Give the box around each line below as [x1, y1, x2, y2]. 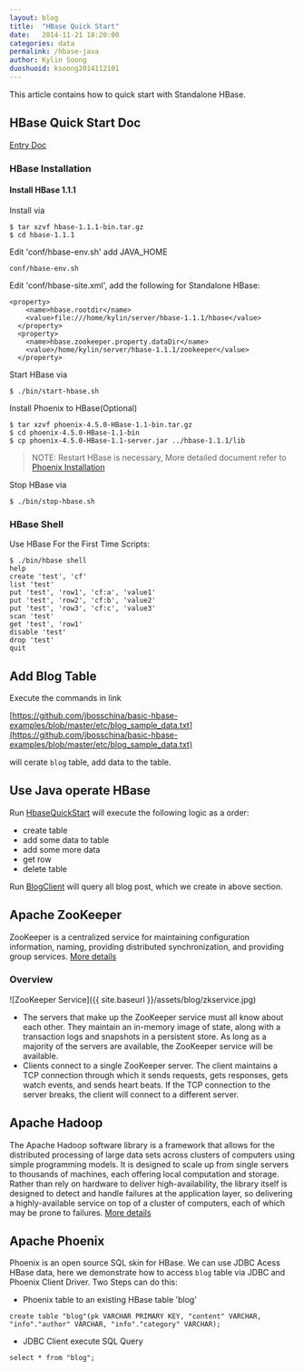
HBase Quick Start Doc [9, 115, 142, 131]
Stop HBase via [9, 479, 67, 490]
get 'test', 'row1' [9, 620, 83, 629]
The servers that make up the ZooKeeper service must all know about [22, 1011, 284, 1023]
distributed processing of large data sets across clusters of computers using [9, 1149, 295, 1160]
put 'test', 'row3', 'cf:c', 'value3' [9, 604, 156, 614]
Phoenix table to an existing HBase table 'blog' [22, 1295, 198, 1306]
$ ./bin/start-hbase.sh [9, 386, 100, 395]
